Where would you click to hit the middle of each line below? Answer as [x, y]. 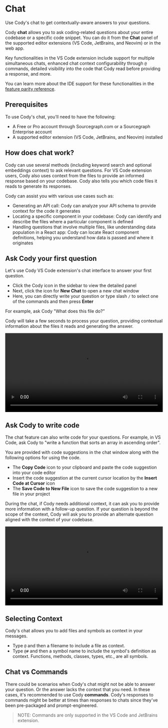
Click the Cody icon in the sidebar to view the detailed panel [74, 285]
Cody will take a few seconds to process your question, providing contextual [84, 321]
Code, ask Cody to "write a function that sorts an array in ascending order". [83, 443]
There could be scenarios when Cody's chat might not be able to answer [80, 684]
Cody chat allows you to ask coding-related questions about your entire [79, 32]
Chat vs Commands [36, 672]
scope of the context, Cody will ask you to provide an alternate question [79, 514]
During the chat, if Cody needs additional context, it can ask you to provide [82, 504]
